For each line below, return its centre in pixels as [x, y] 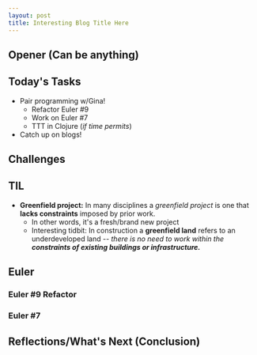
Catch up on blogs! [51, 134]
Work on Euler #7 [60, 117]
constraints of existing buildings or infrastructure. [116, 247]
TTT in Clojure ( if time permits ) [81, 126]
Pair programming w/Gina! [62, 100]
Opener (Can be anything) [74, 55]
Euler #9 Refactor [43, 295]
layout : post [30, 15]
